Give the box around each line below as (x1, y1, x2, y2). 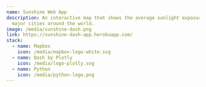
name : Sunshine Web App (6, 9, 67, 15)
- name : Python (12, 66, 51, 72)
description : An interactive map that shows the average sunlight (6, 15, 180, 21)
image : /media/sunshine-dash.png (6, 26, 92, 32)
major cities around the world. (12, 20, 95, 26)
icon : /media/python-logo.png (17, 72, 95, 78)
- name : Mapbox (12, 43, 51, 50)
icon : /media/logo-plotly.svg (17, 60, 95, 66)
